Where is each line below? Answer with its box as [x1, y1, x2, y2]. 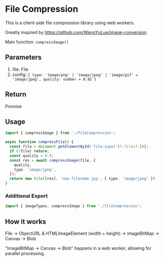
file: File [12, 66, 29, 72]
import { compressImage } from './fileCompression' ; [5, 131, 116, 136]
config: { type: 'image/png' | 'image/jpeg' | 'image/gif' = [12, 72, 138, 77]
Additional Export [5, 192, 48, 199]
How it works [5, 217, 46, 225]
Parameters [5, 53, 42, 62]
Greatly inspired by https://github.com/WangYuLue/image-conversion [5, 29, 147, 35]
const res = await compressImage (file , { [9, 158, 96, 163]
